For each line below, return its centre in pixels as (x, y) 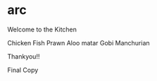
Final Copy (23, 70)
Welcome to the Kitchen (42, 29)
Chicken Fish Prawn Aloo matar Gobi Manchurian (78, 43)
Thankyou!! (24, 56)
